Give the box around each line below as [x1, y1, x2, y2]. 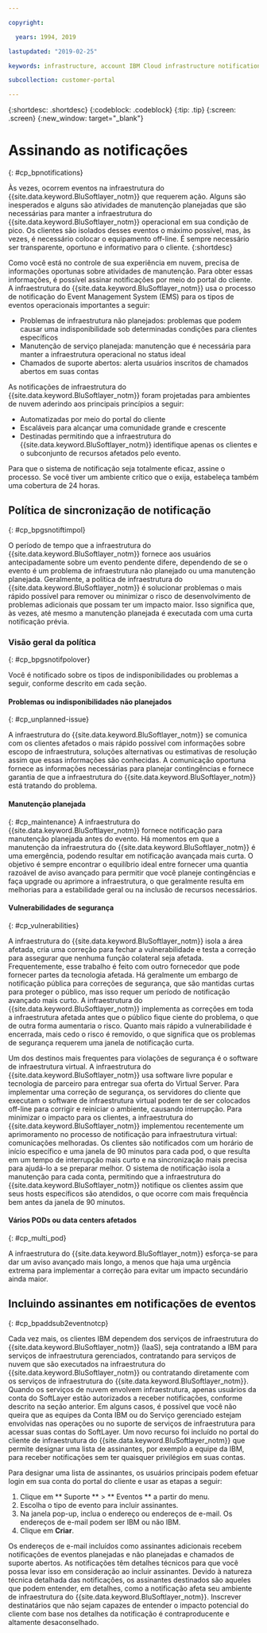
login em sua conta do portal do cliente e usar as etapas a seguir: [8, 1476, 222, 1485]
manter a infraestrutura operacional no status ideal [19, 350, 187, 360]
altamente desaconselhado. [8, 1617, 99, 1627]
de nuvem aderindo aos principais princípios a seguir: [8, 399, 184, 409]
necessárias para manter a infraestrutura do [8, 209, 153, 218]
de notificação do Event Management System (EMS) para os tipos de [8, 292, 234, 301]
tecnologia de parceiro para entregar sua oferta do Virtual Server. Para [8, 1078, 240, 1088]
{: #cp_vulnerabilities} [8, 920, 79, 930]
